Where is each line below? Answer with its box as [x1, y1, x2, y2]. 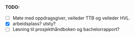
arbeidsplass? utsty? [12, 20, 56, 27]
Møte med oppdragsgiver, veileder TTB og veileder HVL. [12, 15, 130, 21]
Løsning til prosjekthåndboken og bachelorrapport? [12, 26, 120, 32]
